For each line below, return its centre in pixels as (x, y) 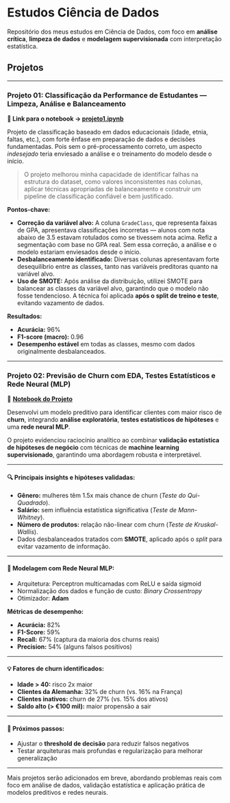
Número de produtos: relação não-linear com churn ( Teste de (105, 524)
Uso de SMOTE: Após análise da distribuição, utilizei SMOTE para (110, 281)
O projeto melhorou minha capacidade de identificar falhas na (111, 175)
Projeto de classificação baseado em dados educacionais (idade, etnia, (108, 132)
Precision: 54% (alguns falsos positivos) (74, 647)
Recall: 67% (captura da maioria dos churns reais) (88, 639)
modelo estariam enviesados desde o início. (79, 252)
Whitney (29, 517)
